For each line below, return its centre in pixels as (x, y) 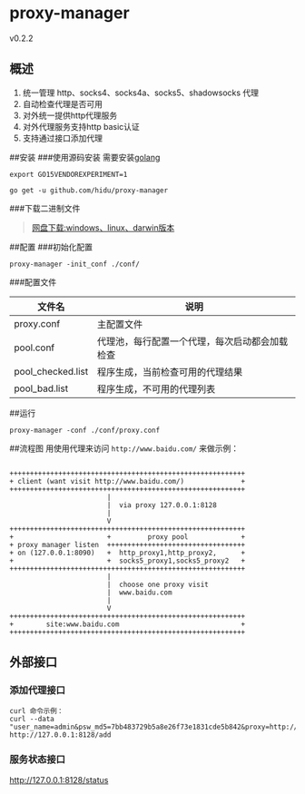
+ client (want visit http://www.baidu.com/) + (128, 481)
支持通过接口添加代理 (62, 138)
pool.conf (34, 348)
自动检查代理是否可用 (62, 103)
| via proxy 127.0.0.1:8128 (162, 505)
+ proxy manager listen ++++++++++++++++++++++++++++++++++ (128, 544)
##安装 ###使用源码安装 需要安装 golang (85, 157)
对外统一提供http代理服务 (70, 115)
